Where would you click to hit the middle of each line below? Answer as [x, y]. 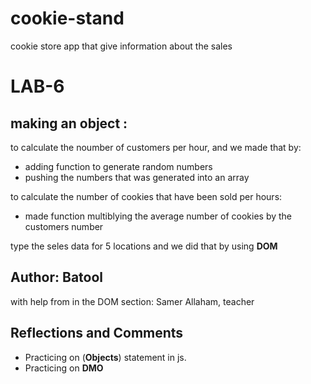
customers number [64, 226]
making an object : [69, 123]
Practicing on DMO [64, 368]
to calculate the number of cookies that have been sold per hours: [146, 196]
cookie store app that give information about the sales [121, 46]
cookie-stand [67, 18]
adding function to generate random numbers [118, 166]
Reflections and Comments [97, 333]
